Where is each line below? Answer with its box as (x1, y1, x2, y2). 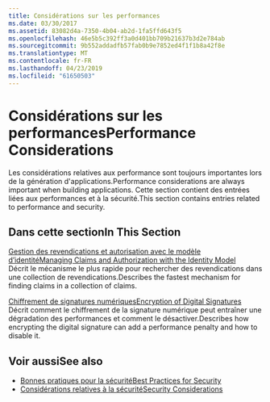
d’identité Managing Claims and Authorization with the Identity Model (8, 255, 236, 265)
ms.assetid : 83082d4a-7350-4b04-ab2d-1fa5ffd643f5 (8, 27, 182, 35)
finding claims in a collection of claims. (8, 281, 137, 291)
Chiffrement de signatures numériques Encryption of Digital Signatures (8, 296, 242, 307)
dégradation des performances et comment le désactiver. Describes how (8, 314, 249, 324)
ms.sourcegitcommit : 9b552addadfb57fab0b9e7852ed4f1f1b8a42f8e (8, 42, 226, 50)
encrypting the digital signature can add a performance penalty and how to (8, 322, 258, 332)
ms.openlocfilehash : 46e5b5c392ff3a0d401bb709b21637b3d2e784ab (8, 34, 226, 43)
